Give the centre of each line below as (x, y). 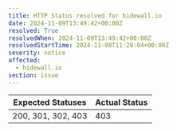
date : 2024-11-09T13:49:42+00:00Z (66, 23)
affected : (25, 61)
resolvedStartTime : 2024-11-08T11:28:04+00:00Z (89, 46)
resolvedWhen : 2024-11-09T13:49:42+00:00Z (80, 38)
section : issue (33, 75)
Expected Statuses (50, 102)
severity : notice (37, 53)
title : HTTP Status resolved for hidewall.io (85, 16)
